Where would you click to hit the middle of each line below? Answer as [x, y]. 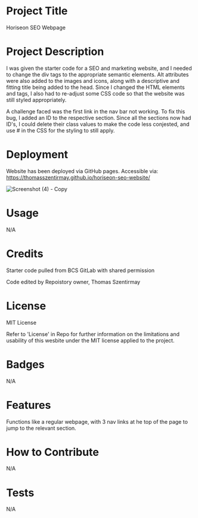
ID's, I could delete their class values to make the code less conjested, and [98, 124]
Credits [25, 253]
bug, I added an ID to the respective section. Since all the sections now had [99, 118]
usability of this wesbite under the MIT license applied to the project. [90, 340]
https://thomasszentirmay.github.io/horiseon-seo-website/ [78, 177]
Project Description [55, 52]
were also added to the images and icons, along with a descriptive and [93, 81]
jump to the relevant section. [41, 428]
